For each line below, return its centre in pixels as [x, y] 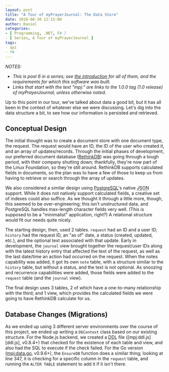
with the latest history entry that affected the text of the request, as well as [83, 251]
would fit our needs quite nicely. [39, 220]
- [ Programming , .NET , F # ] [36, 33]
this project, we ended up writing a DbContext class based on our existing [81, 332]
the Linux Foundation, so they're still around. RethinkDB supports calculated [84, 167]
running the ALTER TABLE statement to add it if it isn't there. [66, 364]
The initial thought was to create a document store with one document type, [84, 141]
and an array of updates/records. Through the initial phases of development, [85, 151]
